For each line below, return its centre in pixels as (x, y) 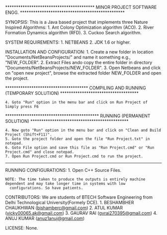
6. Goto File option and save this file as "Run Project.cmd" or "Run (80, 148)
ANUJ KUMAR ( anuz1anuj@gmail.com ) (45, 218)
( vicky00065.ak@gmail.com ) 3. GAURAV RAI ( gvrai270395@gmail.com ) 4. (81, 213)
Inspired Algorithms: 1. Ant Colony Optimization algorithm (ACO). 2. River (80, 27)
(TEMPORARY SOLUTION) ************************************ (72, 93)
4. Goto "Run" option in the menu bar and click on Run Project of (77, 102)
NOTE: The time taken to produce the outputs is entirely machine (75, 179)
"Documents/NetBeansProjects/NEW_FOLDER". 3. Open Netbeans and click (83, 68)
